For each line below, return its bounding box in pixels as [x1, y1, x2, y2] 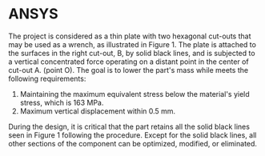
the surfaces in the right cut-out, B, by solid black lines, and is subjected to [8, 48, 255, 58]
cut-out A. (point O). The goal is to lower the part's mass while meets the [8, 65, 249, 74]
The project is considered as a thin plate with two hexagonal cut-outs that [8, 31, 251, 41]
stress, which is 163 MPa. [19, 98, 104, 107]
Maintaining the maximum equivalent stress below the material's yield [19, 89, 250, 98]
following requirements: [8, 74, 86, 83]
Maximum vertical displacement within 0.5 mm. [19, 106, 176, 116]
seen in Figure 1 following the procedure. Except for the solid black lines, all [8, 130, 257, 140]
